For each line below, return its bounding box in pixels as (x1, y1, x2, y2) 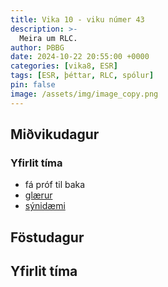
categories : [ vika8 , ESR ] (10, 61, 118, 71)
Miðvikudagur (10, 126, 100, 143)
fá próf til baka (24, 179, 86, 191)
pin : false (10, 80, 56, 90)
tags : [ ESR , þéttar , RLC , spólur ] (10, 71, 155, 81)
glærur (24, 189, 53, 201)
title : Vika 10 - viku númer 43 (10, 14, 145, 25)
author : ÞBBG (10, 42, 65, 53)
